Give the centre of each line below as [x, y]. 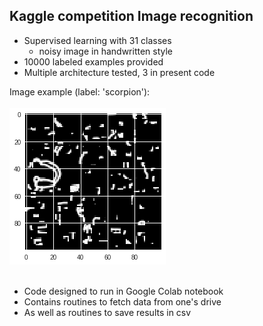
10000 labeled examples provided [93, 61]
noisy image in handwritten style [106, 51]
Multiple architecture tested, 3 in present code [119, 72]
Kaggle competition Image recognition [131, 16]
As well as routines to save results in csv [107, 312]
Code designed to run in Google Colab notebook [123, 291]
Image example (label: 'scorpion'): [80, 91]
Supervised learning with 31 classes [97, 40]
